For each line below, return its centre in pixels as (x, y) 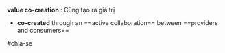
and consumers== (43, 30)
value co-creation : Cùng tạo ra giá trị (61, 10)
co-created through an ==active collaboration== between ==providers (117, 23)
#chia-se (20, 43)
